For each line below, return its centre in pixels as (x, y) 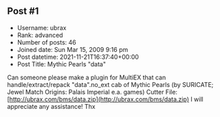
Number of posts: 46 (47, 42)
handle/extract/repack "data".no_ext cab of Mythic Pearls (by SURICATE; (110, 84)
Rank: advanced (40, 35)
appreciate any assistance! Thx (52, 106)
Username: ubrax (42, 27)
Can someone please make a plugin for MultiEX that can (87, 77)
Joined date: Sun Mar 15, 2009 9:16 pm (73, 49)
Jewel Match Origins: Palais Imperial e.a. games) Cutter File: (92, 92)
